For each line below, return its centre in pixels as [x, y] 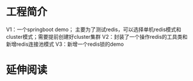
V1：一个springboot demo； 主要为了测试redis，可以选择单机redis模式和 [94, 29]
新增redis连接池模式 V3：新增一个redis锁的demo [65, 44]
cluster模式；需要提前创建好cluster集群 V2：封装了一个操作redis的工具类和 [97, 36]
